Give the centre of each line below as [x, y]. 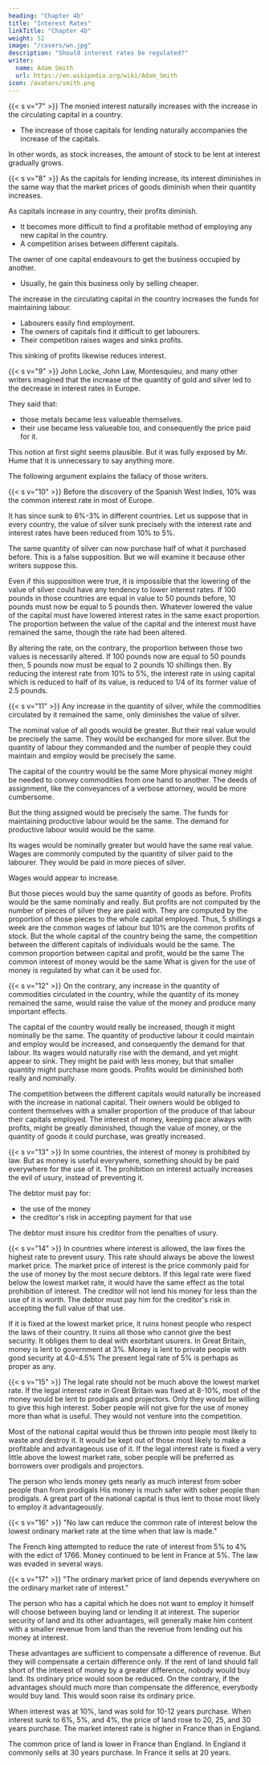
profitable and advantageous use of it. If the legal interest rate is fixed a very [135, 1448]
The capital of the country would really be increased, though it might [122, 1027]
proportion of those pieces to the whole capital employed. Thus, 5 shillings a [135, 919]
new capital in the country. [64, 235]
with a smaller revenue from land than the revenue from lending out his [126, 1628]
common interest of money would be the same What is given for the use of [132, 962]
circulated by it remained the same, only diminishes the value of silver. [124, 714]
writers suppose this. [43, 565]
